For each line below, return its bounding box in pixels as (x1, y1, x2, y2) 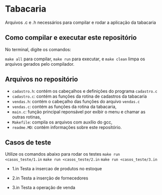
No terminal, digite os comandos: (5, 46, 71, 52)
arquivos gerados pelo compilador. (5, 61, 75, 67)
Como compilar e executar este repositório (5, 34, 137, 42)
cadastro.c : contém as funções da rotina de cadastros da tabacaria (12, 93, 147, 99)
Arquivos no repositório (5, 75, 79, 84)
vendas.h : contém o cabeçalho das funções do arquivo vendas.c (12, 98, 140, 104)
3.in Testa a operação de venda (12, 185, 76, 191)
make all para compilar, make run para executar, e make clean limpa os (5, 56, 146, 62)
